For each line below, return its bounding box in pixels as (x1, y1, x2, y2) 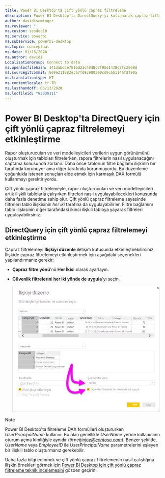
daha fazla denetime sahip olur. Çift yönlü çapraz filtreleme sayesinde (5, 196, 146, 202)
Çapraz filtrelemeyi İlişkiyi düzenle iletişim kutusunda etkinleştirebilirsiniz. (5, 246, 155, 253)
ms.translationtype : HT (5, 75, 54, 81)
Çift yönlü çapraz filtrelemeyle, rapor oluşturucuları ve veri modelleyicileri (5, 185, 153, 191)
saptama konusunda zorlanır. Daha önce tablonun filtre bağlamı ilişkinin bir (5, 160, 156, 166)
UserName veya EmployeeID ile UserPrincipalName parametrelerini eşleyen (5, 442, 159, 448)
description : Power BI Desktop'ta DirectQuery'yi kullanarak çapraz (5, 13, 148, 18)
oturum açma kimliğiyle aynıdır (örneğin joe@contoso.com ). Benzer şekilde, (5, 437, 157, 443)
